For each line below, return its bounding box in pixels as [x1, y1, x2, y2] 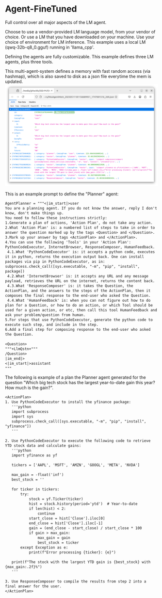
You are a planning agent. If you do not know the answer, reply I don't [5, 206, 158, 210]
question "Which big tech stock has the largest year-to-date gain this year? [5, 379, 155, 385]
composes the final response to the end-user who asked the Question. [5, 293, 151, 298]
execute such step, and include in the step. [5, 322, 98, 327]
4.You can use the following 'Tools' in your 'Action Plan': [5, 240, 131, 244]
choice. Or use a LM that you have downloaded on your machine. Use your [5, 34, 155, 40]
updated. [5, 79, 23, 84]
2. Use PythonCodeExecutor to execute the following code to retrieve [5, 438, 151, 443]
